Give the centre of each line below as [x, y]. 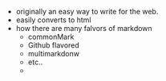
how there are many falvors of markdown [84, 28]
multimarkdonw [54, 54]
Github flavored [54, 45]
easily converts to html [53, 20]
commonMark [51, 37]
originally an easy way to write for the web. [87, 12]
